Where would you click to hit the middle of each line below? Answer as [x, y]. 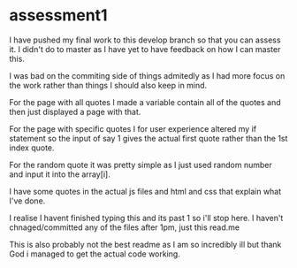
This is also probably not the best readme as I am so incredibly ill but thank [145, 244]
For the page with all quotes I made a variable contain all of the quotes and [145, 102]
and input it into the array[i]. [60, 174]
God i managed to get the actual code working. [95, 254]
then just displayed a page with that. [75, 111]
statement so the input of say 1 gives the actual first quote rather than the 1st [148, 138]
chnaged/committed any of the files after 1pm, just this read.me [125, 227]
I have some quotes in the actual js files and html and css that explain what [145, 191]
